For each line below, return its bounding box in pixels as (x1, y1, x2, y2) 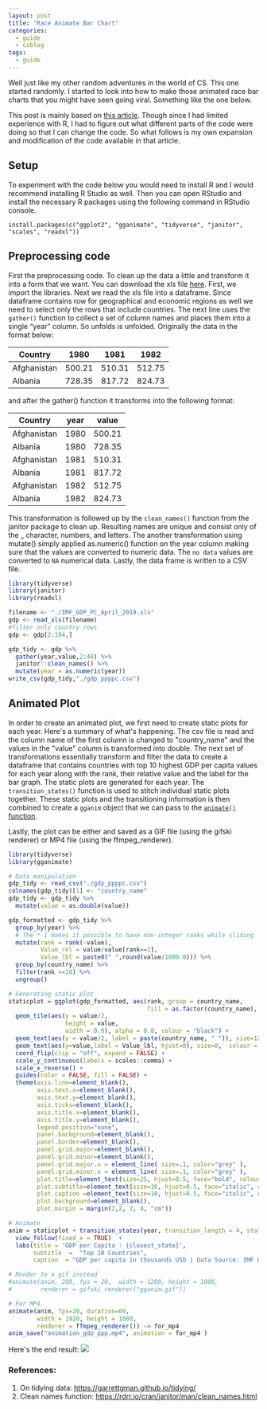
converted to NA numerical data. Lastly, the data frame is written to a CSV (8, 555, 248, 565)
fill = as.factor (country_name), (146, 1005, 258, 1013)
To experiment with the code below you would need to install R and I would (8, 180, 254, 190)
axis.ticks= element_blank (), (37, 1101, 133, 1109)
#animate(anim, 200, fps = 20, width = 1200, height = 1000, (8, 1278, 219, 1286)
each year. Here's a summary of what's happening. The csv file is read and (8, 726, 254, 736)
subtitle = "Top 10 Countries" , (33, 1249, 148, 1257)
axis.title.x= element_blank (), (37, 1109, 141, 1117)
